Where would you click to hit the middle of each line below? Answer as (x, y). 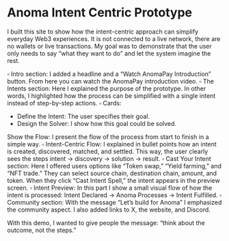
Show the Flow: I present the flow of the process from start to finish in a (108, 137)
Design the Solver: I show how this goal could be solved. (96, 123)
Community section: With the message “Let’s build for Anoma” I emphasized (114, 202)
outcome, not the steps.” (42, 230)
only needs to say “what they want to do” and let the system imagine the (109, 53)
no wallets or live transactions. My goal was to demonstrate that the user (109, 46)
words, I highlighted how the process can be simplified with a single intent (111, 96)
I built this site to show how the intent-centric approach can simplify (103, 31)
